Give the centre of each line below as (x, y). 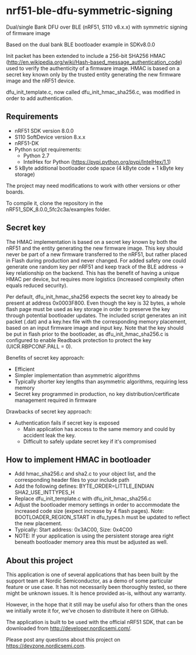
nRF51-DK (27, 143)
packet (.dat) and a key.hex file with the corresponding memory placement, (97, 321)
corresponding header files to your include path (72, 480)
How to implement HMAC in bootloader (78, 459)
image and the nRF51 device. (41, 81)
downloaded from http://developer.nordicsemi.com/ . (69, 628)
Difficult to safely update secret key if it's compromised (90, 441)
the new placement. (38, 523)
